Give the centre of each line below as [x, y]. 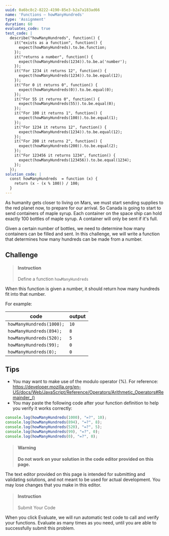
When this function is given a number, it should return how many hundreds [82, 289]
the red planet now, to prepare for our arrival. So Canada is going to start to [83, 208]
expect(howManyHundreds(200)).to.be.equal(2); [68, 146]
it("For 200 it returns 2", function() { [58, 141]
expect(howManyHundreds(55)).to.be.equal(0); [67, 104]
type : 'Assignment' [26, 19]
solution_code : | [23, 174]
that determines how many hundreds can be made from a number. [74, 239]
